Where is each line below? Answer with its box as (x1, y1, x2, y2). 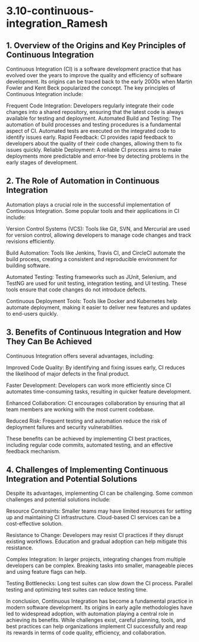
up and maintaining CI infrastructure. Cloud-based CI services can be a (6, 514, 181, 521)
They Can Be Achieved (6, 336, 92, 347)
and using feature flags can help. (6, 568, 87, 576)
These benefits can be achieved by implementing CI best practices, (6, 435, 172, 442)
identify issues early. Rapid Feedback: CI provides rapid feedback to (6, 134, 173, 141)
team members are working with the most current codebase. (6, 405, 154, 413)
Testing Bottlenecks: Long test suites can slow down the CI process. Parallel (6, 580, 193, 587)
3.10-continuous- (6, 4, 94, 18)
